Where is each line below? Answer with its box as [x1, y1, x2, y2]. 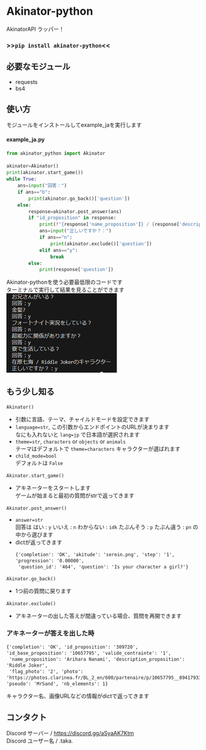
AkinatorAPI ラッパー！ [6, 25, 64, 33]
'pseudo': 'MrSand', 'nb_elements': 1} [6, 681, 109, 687]
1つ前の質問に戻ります [15, 587, 72, 595]
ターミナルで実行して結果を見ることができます [6, 286, 124, 294]
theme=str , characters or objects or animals [15, 438, 126, 445]
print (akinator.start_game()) [6, 170, 84, 176]
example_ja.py [6, 136, 45, 143]
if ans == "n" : [39, 234, 72, 240]
